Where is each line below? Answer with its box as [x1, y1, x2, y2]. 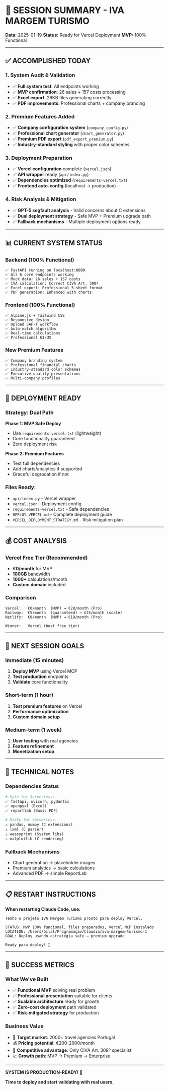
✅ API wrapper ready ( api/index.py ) [12, 171, 89, 178]
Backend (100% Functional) [5, 256, 74, 263]
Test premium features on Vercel [12, 703, 82, 709]
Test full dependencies [12, 460, 60, 466]
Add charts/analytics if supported [12, 466, 82, 472]
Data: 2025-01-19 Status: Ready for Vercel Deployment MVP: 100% [5, 32, 147, 38]
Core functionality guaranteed [12, 436, 75, 442]
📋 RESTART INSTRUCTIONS [5, 890, 96, 899]
